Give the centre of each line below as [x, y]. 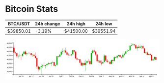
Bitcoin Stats [32, 9]
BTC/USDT [19, 24]
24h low [104, 24]
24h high [76, 24]
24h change [48, 24]
